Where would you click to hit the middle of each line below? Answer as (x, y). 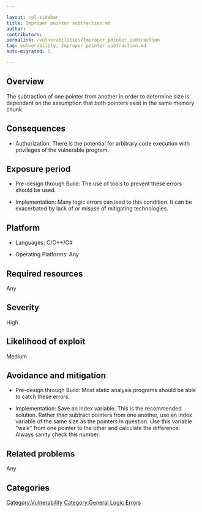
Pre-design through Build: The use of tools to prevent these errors (99, 184)
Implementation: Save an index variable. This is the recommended (98, 409)
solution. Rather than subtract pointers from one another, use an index (104, 415)
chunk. (15, 109)
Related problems (41, 454)
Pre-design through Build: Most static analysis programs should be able (106, 390)
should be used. (36, 190)
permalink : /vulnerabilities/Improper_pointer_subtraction (83, 40)
